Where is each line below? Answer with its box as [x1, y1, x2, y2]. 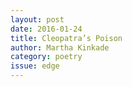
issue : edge [10, 61, 60, 71]
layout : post [10, 14, 65, 25]
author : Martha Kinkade [10, 42, 110, 53]
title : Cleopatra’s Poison [10, 33, 123, 43]
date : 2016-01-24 [10, 24, 83, 34]
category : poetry [10, 52, 83, 62]
